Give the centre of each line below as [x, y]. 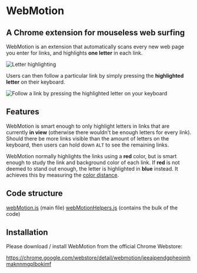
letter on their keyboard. [36, 82]
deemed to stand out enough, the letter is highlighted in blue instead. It [92, 168]
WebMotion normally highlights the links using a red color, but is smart [91, 156]
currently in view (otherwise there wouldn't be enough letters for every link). [99, 132]
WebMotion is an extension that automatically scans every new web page [95, 46]
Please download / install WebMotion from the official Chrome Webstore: [94, 247]
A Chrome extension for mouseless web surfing [96, 33]
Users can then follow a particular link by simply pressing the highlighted [95, 76]
